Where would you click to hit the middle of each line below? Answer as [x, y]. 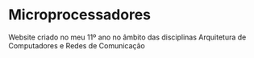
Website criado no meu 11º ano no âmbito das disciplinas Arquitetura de [127, 37]
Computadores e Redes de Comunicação [77, 45]
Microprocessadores [80, 15]
